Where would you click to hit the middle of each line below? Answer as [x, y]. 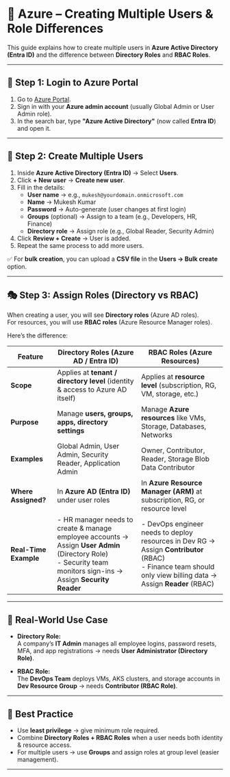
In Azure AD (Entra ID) [94, 492]
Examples [27, 459]
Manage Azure [165, 409]
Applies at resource [173, 377]
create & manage [85, 528]
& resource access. [44, 745]
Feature [30, 357]
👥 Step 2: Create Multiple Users [75, 156]
